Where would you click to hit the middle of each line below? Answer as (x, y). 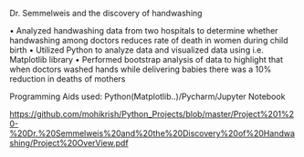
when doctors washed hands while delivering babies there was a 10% (141, 69)
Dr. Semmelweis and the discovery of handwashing (106, 13)
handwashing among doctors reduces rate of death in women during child (149, 40)
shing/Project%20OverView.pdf (69, 143)
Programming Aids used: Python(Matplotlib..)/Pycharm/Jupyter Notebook (147, 96)
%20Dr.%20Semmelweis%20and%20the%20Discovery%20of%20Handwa (152, 133)
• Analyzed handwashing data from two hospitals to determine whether (144, 30)
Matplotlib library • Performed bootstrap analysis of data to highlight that (147, 59)
